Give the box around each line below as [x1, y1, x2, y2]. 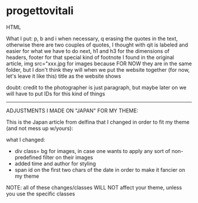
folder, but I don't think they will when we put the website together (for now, [6, 66, 190, 73]
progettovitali [6, 4, 74, 18]
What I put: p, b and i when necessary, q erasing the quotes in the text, [6, 35, 178, 42]
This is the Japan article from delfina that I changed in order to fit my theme [6, 118, 190, 125]
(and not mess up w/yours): [6, 125, 74, 132]
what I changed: [6, 136, 45, 143]
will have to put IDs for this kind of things [6, 90, 105, 97]
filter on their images [42, 154, 93, 161]
